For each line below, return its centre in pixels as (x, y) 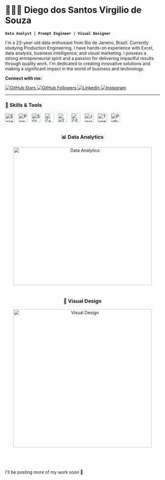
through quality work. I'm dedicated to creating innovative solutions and (78, 63)
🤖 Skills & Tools (24, 105)
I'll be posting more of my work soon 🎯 (44, 472)
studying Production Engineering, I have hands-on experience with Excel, (79, 48)
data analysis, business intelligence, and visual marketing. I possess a (76, 53)
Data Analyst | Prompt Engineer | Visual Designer (58, 33)
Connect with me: (24, 78)
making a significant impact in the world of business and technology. (75, 69)
